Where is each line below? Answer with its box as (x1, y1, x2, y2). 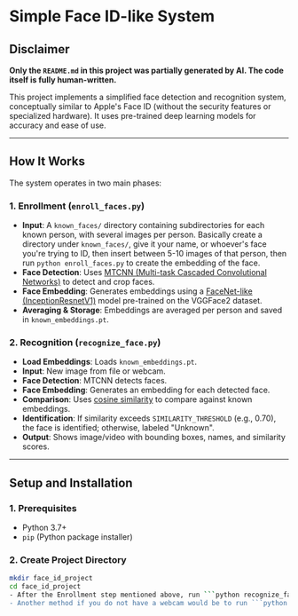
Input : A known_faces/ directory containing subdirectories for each (21, 220, 265, 231)
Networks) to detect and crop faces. (21, 277, 155, 288)
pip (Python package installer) (21, 532, 133, 542)
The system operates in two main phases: (9, 178, 162, 188)
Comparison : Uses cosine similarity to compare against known (21, 394, 253, 405)
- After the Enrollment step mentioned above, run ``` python (9, 590, 240, 600)
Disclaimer (9, 42, 70, 57)
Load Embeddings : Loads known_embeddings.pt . (21, 357, 198, 367)
